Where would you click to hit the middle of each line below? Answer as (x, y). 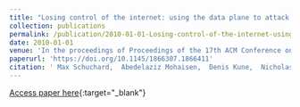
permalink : (29, 34)
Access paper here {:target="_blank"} (78, 92)
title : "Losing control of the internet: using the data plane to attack (150, 17)
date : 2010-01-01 (42, 42)
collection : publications (57, 26)
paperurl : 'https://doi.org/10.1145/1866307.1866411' (112, 59)
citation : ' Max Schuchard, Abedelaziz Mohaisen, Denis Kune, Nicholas (151, 68)
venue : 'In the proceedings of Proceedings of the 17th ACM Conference (145, 51)
